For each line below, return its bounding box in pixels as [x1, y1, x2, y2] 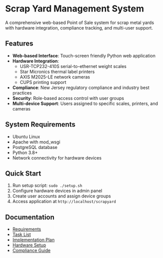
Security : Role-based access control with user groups [12, 95, 125, 101]
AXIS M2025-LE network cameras [19, 73, 90, 80]
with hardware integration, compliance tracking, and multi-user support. [5, 24, 153, 30]
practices [12, 89, 32, 95]
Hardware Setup [12, 242, 46, 248]
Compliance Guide [12, 247, 51, 253]
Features [5, 39, 33, 48]
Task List [12, 231, 31, 237]
